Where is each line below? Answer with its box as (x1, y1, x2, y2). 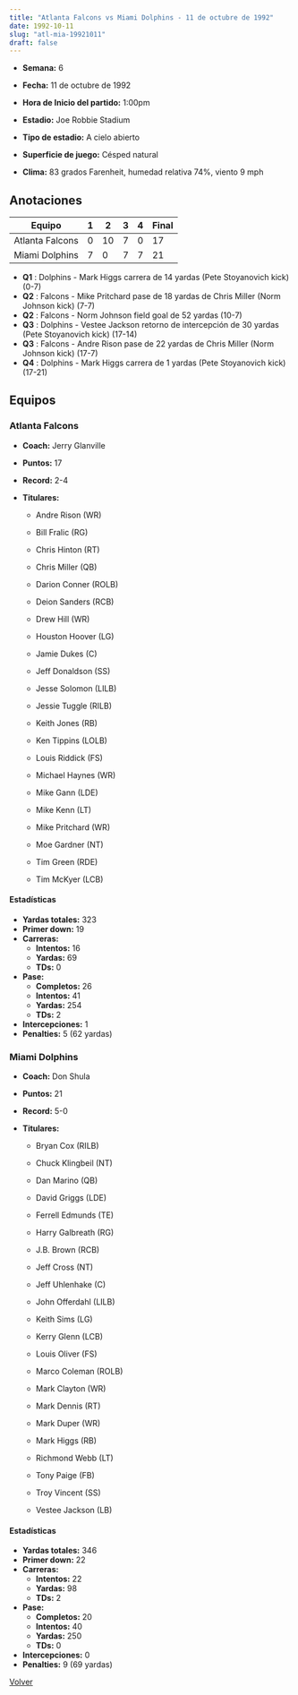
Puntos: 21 (21, 1089, 63, 1100)
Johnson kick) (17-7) (21, 348, 98, 359)
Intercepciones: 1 (21, 1018, 89, 1030)
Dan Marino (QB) (35, 1175, 98, 1186)
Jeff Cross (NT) (35, 1262, 94, 1272)
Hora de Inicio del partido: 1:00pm (21, 98, 150, 108)
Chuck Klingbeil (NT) (35, 1158, 114, 1169)
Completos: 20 (35, 1612, 92, 1622)
